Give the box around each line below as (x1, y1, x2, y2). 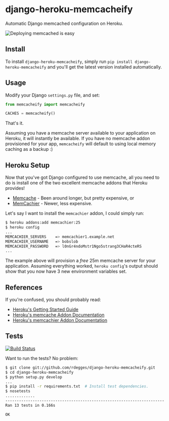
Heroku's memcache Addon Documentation (12, 312, 105, 318)
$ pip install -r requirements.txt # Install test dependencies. (5, 384, 149, 389)
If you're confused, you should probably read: (5, 297, 102, 303)
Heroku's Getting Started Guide (12, 306, 79, 313)
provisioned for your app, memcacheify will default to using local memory (5, 141, 156, 147)
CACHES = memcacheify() (5, 111, 56, 116)
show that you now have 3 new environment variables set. (5, 268, 127, 275)
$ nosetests (5, 388, 30, 394)
